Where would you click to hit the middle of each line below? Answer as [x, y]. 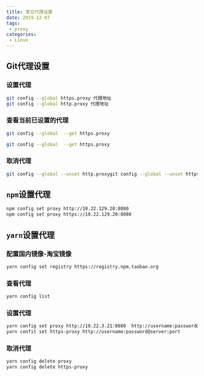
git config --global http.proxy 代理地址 [58, 104]
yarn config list [28, 296]
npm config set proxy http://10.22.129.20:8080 [68, 209]
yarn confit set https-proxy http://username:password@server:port [93, 332]
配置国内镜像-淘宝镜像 [39, 254]
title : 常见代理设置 [29, 12]
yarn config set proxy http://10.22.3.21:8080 [66, 326]
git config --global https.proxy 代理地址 [59, 98]
